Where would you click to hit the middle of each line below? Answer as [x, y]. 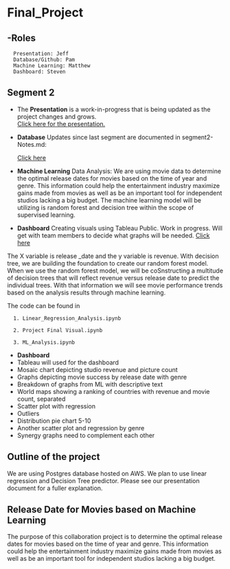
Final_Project [45, 13]
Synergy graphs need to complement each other [86, 435]
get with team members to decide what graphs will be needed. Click [113, 235]
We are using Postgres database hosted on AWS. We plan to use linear [107, 473]
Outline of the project [54, 457]
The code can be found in [44, 305]
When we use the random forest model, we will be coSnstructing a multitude [115, 270]
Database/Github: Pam [44, 60]
